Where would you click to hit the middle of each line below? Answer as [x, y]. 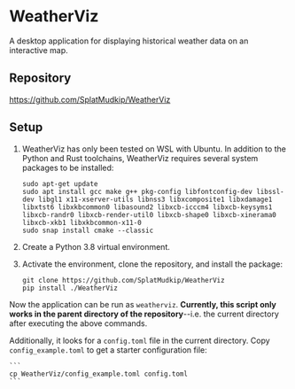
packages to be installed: [68, 167]
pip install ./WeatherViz [70, 288]
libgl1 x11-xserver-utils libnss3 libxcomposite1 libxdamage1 [155, 199]
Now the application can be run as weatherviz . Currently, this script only [143, 304]
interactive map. [39, 50]
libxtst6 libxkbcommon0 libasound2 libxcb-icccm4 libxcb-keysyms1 [147, 207]
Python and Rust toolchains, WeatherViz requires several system [140, 158]
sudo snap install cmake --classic [88, 230]
